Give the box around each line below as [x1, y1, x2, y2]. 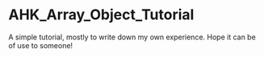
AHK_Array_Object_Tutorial [8, 6, 195, 24]
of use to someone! [8, 40, 73, 50]
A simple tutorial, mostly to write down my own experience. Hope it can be [8, 32, 256, 42]
